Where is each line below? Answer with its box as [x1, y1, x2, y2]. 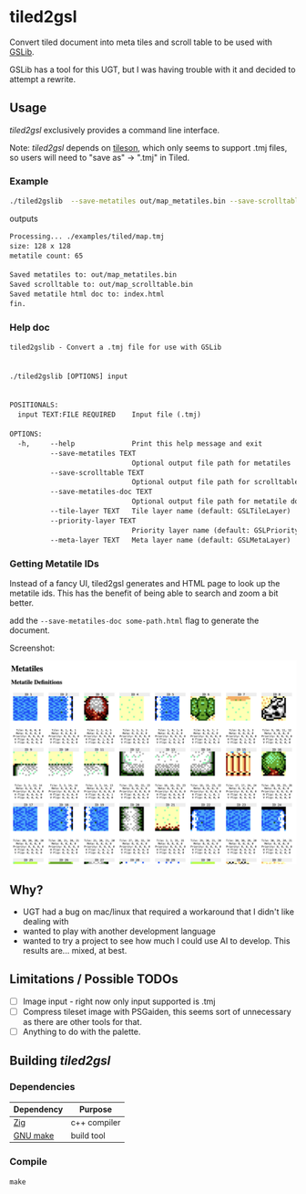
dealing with [22, 916, 69, 927]
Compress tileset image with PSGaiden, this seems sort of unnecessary [22, 1006, 291, 1017]
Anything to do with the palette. [22, 1026, 141, 1037]
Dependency [13, 1104, 64, 1115]
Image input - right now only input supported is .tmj [22, 996, 216, 1007]
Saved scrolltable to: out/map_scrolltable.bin [9, 280, 194, 290]
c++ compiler [70, 1117, 121, 1128]
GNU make [13, 1130, 55, 1141]
